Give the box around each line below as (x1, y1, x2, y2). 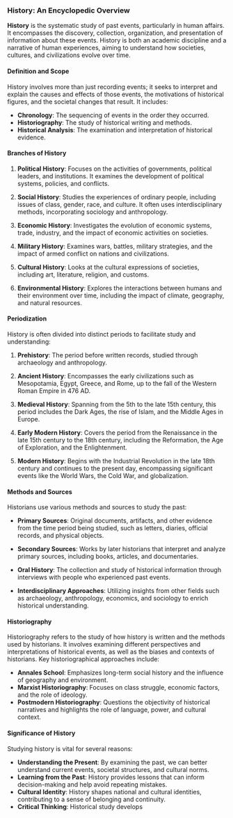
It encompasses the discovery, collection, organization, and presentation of (7, 29, 223, 37)
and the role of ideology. (17, 690, 88, 699)
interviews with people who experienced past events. (17, 573, 170, 582)
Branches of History (7, 149, 67, 157)
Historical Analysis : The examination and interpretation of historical (17, 125, 213, 134)
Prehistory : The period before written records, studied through (17, 350, 198, 359)
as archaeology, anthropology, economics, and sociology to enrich (17, 594, 209, 603)
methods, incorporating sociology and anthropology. (17, 208, 168, 216)
